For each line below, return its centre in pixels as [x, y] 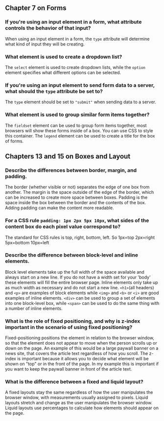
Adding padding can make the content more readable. [59, 208]
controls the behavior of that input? [48, 28]
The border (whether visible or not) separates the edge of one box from [77, 187]
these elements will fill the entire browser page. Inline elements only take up [82, 282]
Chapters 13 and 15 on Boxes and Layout [68, 156]
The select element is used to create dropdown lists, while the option [75, 67]
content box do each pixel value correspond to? [63, 227]
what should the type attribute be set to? [54, 91]
